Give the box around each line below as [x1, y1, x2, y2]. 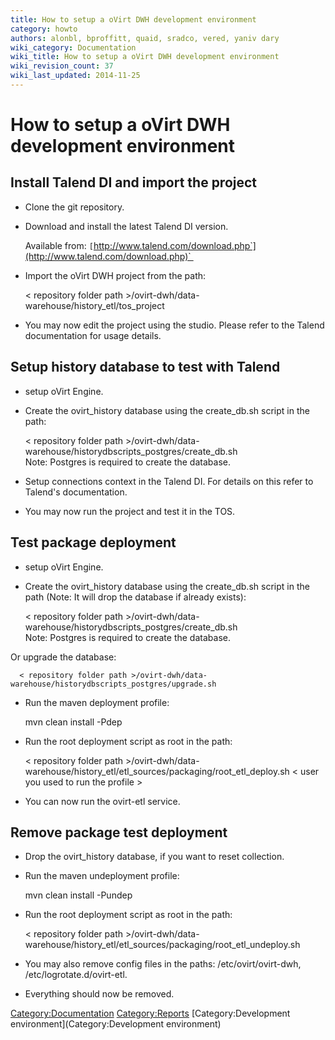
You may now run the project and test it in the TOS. [24, 505, 236, 517]
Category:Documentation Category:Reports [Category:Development [10, 1007, 291, 1020]
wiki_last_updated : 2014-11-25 [10, 71, 141, 81]
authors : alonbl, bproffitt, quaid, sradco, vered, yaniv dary [10, 33, 280, 43]
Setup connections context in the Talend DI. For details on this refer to [24, 475, 314, 487]
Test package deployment [10, 534, 177, 551]
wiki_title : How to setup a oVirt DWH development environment [10, 52, 280, 62]
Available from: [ [24, 239, 94, 251]
